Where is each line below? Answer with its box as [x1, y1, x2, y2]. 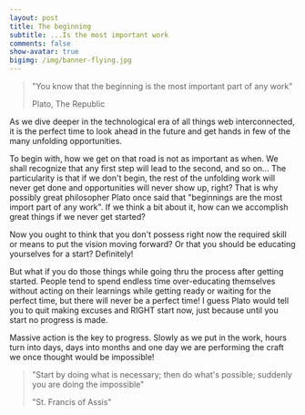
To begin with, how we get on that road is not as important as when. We [9, 153, 280, 164]
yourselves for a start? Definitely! [9, 248, 134, 259]
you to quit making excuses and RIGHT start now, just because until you [9, 305, 280, 316]
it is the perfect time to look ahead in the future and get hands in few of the [9, 126, 291, 137]
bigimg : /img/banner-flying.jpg [9, 56, 132, 65]
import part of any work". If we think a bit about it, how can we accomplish [9, 202, 289, 213]
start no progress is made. [9, 315, 108, 325]
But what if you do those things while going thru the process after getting [9, 266, 284, 276]
